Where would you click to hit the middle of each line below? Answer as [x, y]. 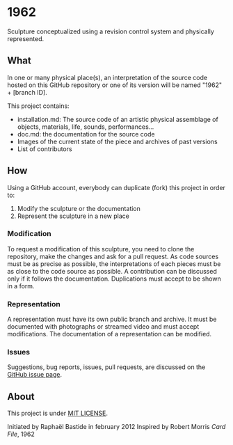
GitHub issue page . [35, 375]
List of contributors [45, 149]
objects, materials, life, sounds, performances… [86, 127]
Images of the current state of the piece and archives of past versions [117, 141]
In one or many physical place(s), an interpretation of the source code [107, 77]
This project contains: [38, 106]
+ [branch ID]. [27, 92]
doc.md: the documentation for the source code [86, 134]
